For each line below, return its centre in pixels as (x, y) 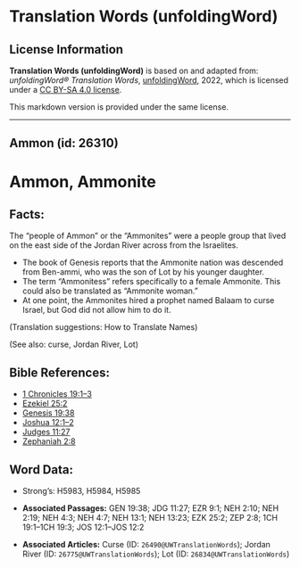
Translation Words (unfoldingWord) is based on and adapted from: (134, 70)
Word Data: (42, 469)
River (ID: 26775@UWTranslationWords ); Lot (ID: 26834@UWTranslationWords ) (156, 554)
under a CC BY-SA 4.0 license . (66, 90)
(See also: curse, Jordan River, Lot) (74, 344)
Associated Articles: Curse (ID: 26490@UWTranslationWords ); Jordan (146, 545)
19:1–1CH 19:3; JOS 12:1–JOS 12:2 (83, 527)
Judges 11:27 (46, 432)
